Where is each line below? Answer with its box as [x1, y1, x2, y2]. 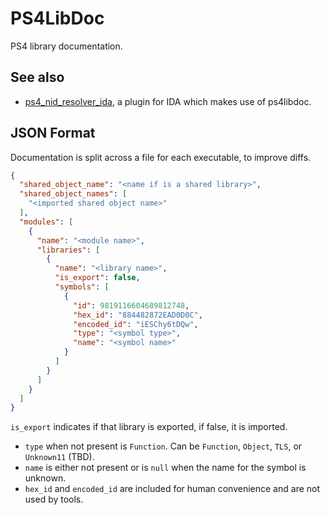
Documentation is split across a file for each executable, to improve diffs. [10, 151, 312, 163]
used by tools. [24, 493, 84, 506]
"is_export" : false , [54, 273, 141, 283]
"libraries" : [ [36, 245, 101, 255]
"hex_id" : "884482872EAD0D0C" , [73, 310, 203, 320]
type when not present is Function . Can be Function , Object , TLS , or [24, 440, 303, 452]
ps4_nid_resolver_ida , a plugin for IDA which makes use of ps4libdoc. [24, 95, 312, 107]
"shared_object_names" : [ [19, 189, 128, 199]
